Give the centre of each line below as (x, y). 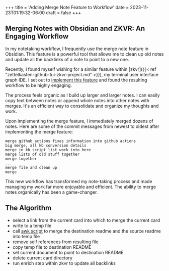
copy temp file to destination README (52, 247)
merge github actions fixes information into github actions (71, 141)
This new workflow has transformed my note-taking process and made (79, 181)
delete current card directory (43, 258)
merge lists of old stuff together (43, 154)
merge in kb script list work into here (48, 150)
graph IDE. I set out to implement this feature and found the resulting (76, 80)
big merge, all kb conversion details (46, 145)
